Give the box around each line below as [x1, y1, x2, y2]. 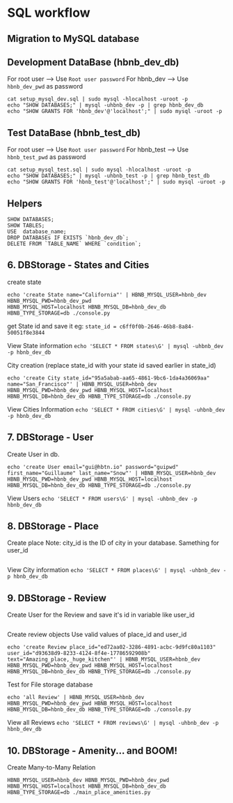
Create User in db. [7, 450, 60, 458]
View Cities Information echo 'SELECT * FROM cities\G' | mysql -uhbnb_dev [7, 405, 225, 413]
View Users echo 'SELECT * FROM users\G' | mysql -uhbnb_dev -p [7, 494, 198, 502]
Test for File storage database [7, 680, 93, 689]
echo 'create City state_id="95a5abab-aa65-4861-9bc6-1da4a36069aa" [7, 375, 210, 382]
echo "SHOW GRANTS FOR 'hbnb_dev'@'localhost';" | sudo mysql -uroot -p [7, 108, 223, 115]
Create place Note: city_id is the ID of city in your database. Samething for [7, 539, 220, 547]
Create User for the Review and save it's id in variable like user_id [7, 610, 195, 619]
